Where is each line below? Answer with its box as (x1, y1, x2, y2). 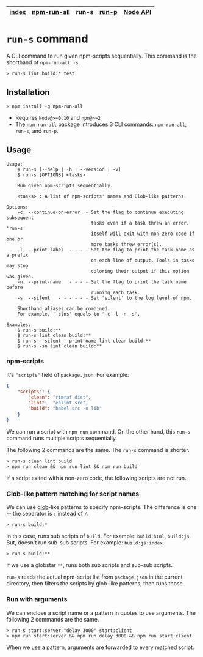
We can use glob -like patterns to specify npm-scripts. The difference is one (6, 503, 197, 511)
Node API (123, 8, 151, 16)
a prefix (6, 252, 29, 258)
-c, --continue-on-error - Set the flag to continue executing (17, 209, 184, 215)
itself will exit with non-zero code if (90, 231, 195, 237)
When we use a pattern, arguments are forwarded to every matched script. (6, 644, 194, 651)
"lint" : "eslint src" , (28, 400, 88, 406)
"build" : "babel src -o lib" (28, 406, 102, 412)
